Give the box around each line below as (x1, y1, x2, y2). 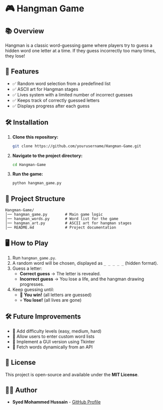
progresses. (19, 281, 45, 287)
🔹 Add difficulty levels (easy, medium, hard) (12, 328, 102, 334)
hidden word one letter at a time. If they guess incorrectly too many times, (5, 48, 156, 54)
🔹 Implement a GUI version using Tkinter (12, 338, 95, 344)
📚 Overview (5, 27, 45, 35)
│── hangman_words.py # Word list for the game (5, 216, 119, 222)
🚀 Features (5, 67, 39, 76)
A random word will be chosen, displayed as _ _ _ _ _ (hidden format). (12, 260, 159, 266)
